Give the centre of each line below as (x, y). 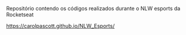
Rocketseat (20, 15)
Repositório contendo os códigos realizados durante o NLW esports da (93, 8)
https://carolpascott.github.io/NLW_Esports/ (61, 26)
